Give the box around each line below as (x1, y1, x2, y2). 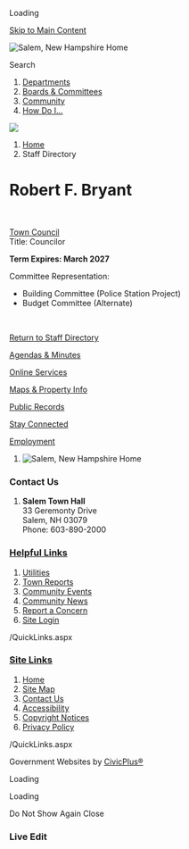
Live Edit (9, 830, 47, 843)
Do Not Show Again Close (9, 808, 104, 819)
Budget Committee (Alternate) (21, 297, 134, 308)
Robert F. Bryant (9, 180, 132, 200)
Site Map (21, 683, 55, 695)
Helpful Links (9, 546, 69, 559)
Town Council (9, 227, 60, 237)
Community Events (21, 586, 92, 596)
